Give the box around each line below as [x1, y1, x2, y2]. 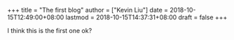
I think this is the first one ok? [7, 27, 92, 34]
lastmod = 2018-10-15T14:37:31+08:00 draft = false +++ [65, 13, 228, 21]
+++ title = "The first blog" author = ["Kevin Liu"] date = [7, 6, 169, 14]
